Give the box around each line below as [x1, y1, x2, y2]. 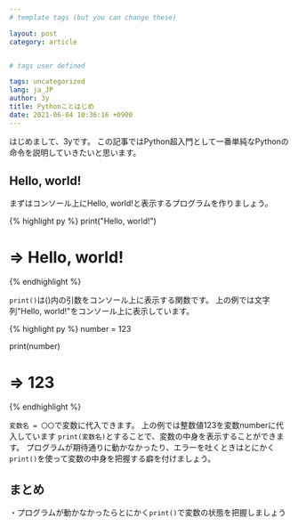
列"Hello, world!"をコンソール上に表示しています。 [9, 306, 195, 317]
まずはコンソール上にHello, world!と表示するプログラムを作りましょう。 [9, 198, 273, 209]
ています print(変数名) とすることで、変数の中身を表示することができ [24, 431, 277, 441]
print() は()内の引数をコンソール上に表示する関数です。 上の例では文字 [9, 295, 270, 305]
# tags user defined [9, 61, 86, 70]
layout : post [9, 28, 58, 38]
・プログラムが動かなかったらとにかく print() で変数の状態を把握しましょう [9, 507, 286, 518]
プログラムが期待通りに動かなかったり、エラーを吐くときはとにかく [26, 442, 276, 453]
